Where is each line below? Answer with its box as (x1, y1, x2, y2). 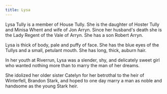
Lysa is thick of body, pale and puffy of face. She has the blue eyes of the (5, 41, 159, 48)
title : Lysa (5, 7, 30, 13)
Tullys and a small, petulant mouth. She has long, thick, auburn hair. (5, 47, 147, 53)
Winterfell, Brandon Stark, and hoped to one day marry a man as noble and (5, 77, 162, 83)
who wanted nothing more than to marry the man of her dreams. (5, 62, 140, 68)
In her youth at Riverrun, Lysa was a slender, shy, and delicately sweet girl (5, 57, 160, 63)
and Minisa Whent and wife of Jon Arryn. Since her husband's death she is (5, 26, 162, 33)
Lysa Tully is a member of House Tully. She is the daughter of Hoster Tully (5, 21, 160, 27)
